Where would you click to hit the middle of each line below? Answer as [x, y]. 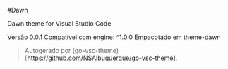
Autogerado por [48, 51]
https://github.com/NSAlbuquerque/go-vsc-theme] [101, 58]
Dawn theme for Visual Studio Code [59, 23]
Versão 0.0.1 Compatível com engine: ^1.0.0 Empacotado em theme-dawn [114, 37]
